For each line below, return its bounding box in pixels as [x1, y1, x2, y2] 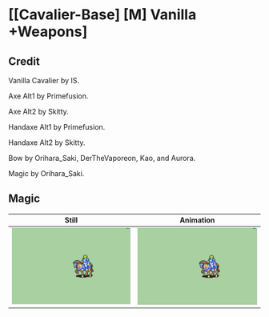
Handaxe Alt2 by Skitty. [8, 138, 86, 147]
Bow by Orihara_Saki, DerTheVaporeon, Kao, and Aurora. [8, 154, 196, 163]
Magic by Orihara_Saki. [8, 169, 85, 178]
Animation [179, 215, 215, 225]
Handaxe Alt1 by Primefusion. [8, 122, 106, 131]
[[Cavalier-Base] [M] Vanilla [8, 6, 197, 24]
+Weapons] [8, 22, 88, 41]
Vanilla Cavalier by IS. [8, 76, 80, 85]
